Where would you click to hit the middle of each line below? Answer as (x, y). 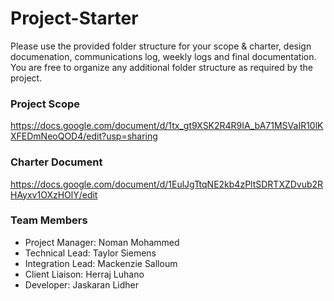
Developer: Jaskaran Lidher (82, 284)
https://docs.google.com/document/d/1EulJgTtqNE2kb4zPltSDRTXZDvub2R (167, 184)
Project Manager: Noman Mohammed (102, 242)
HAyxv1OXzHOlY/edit (54, 194)
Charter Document (56, 162)
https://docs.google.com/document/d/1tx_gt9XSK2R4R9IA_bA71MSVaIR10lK (167, 126)
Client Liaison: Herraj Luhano (84, 274)
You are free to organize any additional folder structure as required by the (161, 67)
